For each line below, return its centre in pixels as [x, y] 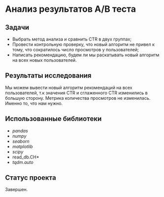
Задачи [17, 27]
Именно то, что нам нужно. [34, 103]
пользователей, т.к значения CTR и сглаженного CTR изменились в [76, 93]
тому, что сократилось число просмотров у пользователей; [75, 50]
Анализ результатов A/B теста [71, 9]
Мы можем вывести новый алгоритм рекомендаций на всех [69, 87]
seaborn [21, 141]
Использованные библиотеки [53, 119]
